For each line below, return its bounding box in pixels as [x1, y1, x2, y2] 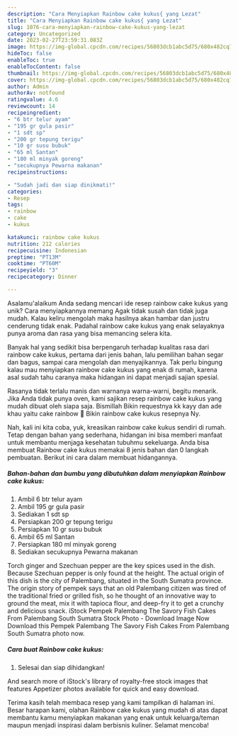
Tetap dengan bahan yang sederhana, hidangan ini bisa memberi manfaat [7, 430, 223, 439]
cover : [7, 76, 27, 84]
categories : [7, 188, 42, 195]
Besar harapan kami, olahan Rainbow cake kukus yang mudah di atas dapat [7, 706, 228, 714]
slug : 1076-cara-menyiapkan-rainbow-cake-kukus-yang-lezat [7, 23, 186, 30]
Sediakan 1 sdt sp [17, 510, 69, 518]
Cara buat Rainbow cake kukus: [7, 645, 104, 654]
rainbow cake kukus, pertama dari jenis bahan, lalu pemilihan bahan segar [7, 350, 224, 359]
